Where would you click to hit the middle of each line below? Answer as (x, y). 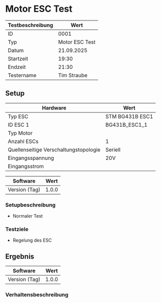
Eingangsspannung (31, 158)
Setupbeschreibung (31, 205)
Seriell (113, 150)
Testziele (17, 229)
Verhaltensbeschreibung (37, 295)
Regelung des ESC (32, 240)
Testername (22, 75)
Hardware (54, 108)
